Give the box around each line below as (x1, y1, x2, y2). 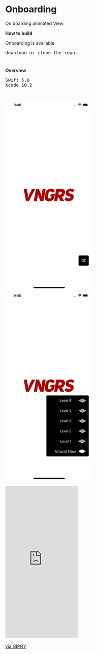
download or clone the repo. (5, 50, 78, 55)
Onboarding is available (5, 40, 55, 46)
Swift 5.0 (5, 77, 29, 83)
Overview (5, 68, 26, 74)
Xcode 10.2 (5, 82, 33, 88)
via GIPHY (5, 643, 27, 649)
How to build (5, 30, 33, 36)
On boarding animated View (5, 20, 63, 26)
